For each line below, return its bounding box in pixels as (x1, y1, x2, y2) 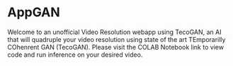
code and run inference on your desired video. (7, 50, 143, 59)
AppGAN (7, 4, 60, 21)
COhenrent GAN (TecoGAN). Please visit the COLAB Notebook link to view (7, 43, 225, 51)
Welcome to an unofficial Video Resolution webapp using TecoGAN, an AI (7, 28, 222, 36)
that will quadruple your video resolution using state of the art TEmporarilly (7, 35, 226, 43)
